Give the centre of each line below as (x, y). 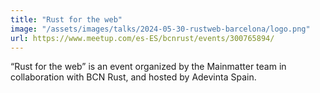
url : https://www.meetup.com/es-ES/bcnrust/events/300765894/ (142, 38)
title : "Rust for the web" (66, 19)
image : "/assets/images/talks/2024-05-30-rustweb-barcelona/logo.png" (160, 29)
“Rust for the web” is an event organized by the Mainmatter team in (148, 67)
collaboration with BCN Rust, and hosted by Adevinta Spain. (133, 77)
